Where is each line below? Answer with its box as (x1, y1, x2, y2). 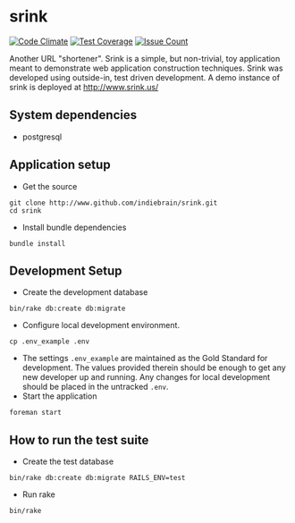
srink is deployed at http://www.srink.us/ (9, 81, 159, 92)
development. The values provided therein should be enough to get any (21, 362, 286, 373)
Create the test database (21, 456, 114, 467)
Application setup (9, 157, 111, 173)
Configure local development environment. (21, 320, 181, 331)
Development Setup (9, 263, 122, 278)
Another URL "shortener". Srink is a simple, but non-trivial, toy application (9, 53, 281, 63)
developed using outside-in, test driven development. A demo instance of (9, 72, 280, 82)
